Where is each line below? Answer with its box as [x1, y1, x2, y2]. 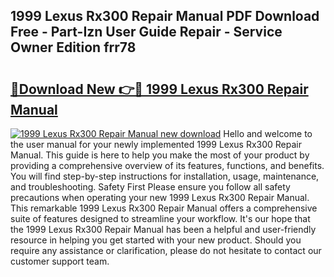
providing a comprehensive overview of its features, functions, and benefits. [10, 160, 325, 171]
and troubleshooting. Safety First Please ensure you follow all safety [10, 181, 291, 193]
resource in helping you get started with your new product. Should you [10, 234, 302, 246]
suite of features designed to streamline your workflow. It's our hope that [10, 213, 311, 224]
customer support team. [10, 255, 110, 267]
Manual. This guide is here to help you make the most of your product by [10, 149, 310, 161]
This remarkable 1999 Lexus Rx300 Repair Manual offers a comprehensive [10, 202, 318, 214]
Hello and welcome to [223, 128, 313, 139]
